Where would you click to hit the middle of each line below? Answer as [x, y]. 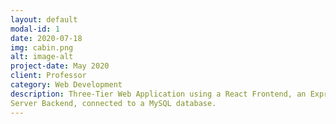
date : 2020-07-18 [46, 38]
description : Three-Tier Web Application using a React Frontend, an [158, 94]
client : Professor [48, 76]
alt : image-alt [42, 57]
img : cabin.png [42, 47]
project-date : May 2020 [60, 66]
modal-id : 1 [35, 29]
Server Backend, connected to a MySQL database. [113, 103]
